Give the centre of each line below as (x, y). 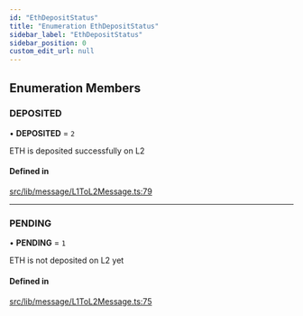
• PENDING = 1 (37, 243)
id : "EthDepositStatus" (54, 18)
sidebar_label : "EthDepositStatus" (76, 34)
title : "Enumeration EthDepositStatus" (84, 26)
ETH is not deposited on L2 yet (67, 260)
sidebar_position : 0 (48, 43)
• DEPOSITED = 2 (42, 133)
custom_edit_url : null (52, 51)
